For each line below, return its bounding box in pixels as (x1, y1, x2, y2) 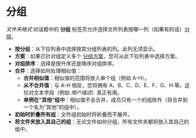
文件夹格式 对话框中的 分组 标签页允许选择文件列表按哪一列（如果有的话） (6, 26, 185, 33)
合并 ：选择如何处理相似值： (14, 67, 82, 74)
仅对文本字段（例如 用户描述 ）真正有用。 (23, 89, 123, 96)
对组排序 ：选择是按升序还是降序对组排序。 (14, 59, 118, 67)
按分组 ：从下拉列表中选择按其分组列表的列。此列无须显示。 (14, 45, 159, 52)
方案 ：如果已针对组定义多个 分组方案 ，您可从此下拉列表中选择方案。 (14, 52, 180, 59)
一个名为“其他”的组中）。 (23, 103, 82, 111)
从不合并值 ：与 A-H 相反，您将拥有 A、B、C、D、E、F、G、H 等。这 (23, 82, 190, 89)
